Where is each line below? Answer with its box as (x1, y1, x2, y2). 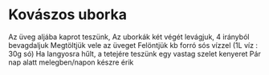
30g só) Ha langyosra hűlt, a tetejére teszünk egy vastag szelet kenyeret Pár (8, 49, 261, 58)
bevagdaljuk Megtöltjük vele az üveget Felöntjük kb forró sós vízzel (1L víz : (8, 40, 259, 49)
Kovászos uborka (8, 6, 127, 24)
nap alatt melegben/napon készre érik (8, 57, 134, 67)
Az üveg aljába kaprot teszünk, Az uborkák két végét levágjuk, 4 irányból (8, 32, 250, 41)
